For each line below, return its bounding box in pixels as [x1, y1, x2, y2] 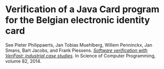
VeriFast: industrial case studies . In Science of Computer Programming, [5, 52, 156, 59]
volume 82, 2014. [5, 58, 42, 64]
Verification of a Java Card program [5, 4, 159, 15]
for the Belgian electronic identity [5, 14, 150, 26]
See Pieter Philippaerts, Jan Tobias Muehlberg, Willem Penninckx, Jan [5, 42, 153, 48]
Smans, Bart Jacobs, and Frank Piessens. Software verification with [5, 47, 148, 53]
